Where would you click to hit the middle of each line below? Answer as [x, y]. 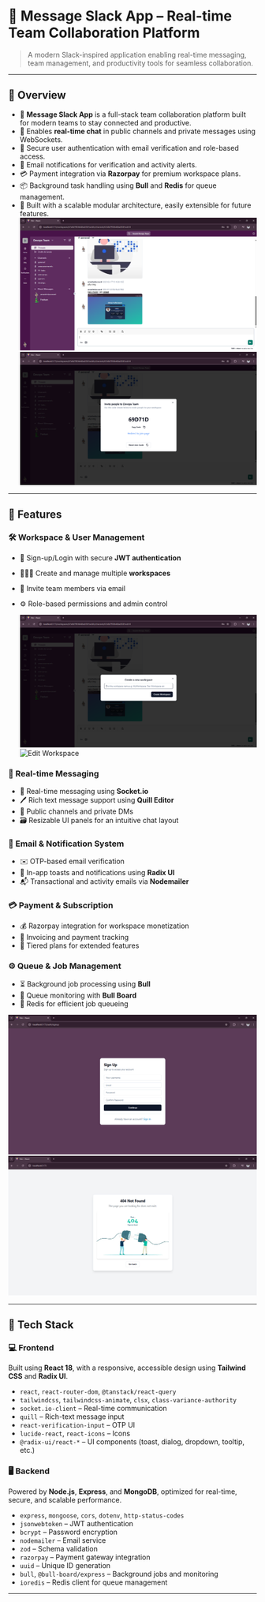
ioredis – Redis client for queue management [93, 1582]
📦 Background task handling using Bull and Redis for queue [118, 185]
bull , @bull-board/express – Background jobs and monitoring [119, 1574]
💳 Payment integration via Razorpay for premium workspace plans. [130, 174]
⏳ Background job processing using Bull [85, 984]
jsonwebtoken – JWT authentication [77, 1523]
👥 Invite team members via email [73, 588]
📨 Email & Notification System [66, 844]
